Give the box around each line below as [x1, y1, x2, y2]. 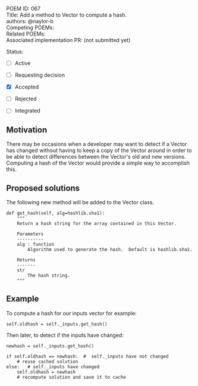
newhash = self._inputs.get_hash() [6, 343, 95, 349]
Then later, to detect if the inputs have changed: [6, 331, 124, 338]
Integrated [14, 107, 40, 115]
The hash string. [27, 273, 70, 279]
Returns [17, 257, 36, 263]
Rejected [14, 95, 37, 103]
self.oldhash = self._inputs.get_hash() [6, 321, 108, 327]
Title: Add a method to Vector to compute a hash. [6, 11, 127, 18]
